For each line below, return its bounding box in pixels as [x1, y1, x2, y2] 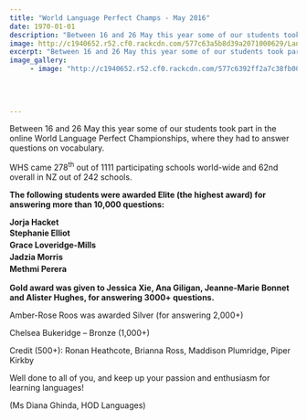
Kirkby [9, 355, 35, 366]
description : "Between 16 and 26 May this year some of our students [9, 30, 281, 39]
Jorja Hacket [9, 216, 59, 228]
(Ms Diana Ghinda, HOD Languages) [9, 400, 146, 411]
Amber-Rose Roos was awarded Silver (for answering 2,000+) [9, 310, 244, 320]
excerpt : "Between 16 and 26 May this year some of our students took [9, 47, 284, 57]
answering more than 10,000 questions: [9, 199, 165, 210]
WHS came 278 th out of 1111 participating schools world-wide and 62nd [9, 161, 279, 173]
